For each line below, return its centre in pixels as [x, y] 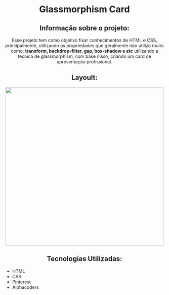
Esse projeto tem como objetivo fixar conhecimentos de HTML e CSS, [85, 40]
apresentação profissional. [85, 62]
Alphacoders [25, 287]
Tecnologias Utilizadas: [85, 259]
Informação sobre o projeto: [85, 28]
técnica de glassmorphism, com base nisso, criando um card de [85, 56]
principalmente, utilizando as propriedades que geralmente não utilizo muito [85, 46]
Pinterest [22, 282]
